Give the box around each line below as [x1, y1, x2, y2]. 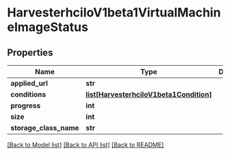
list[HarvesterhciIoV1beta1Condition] [85, 90, 212, 99]
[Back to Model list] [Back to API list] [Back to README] [7, 141, 164, 149]
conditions [10, 90, 47, 99]
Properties [7, 47, 53, 58]
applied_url [10, 79, 48, 88]
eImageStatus [7, 19, 89, 35]
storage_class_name [10, 123, 79, 132]
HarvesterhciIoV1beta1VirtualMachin [7, 5, 221, 21]
